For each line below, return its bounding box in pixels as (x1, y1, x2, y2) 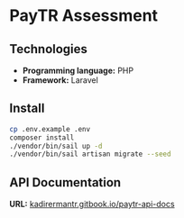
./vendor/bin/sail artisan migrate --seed (9, 150, 171, 159)
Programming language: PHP (22, 65, 133, 76)
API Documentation (9, 175, 122, 190)
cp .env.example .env (9, 124, 91, 133)
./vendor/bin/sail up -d (9, 141, 103, 150)
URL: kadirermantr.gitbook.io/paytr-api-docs (9, 199, 175, 210)
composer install (9, 132, 75, 142)
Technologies (9, 41, 88, 57)
